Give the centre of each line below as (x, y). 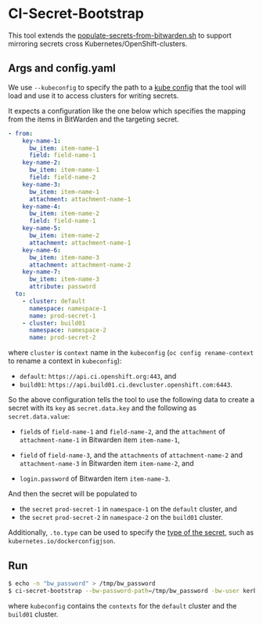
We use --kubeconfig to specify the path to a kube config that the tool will (127, 87)
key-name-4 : (41, 206)
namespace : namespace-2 (68, 330)
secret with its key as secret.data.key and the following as (103, 408)
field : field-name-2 (62, 177)
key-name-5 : (41, 228)
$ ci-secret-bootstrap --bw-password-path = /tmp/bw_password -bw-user (124, 590)
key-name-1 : (41, 141)
